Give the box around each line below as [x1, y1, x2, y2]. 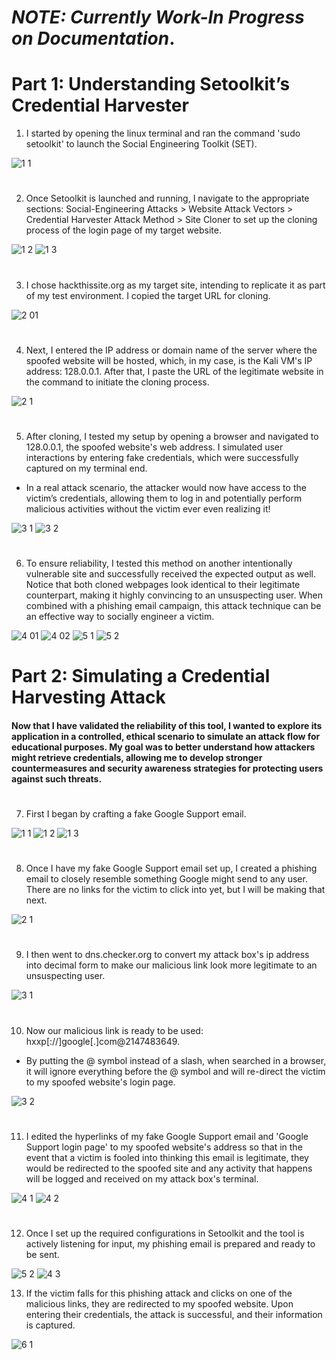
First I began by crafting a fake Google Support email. [25, 808, 247, 820]
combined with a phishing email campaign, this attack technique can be [25, 600, 322, 612]
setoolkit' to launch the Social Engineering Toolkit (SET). [25, 138, 258, 150]
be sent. [25, 1248, 60, 1260]
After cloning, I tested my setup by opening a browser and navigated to [25, 430, 319, 442]
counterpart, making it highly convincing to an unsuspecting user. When [25, 589, 323, 601]
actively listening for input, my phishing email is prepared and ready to [25, 1237, 316, 1250]
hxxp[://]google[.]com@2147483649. [25, 1035, 181, 1047]
